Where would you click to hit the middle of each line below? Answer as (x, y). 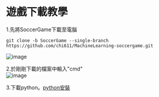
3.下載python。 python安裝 (38, 87)
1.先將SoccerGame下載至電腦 (42, 29)
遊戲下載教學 (37, 12)
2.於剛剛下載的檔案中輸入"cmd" (45, 69)
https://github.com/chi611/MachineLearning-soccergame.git (80, 46)
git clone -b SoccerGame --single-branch (57, 41)
